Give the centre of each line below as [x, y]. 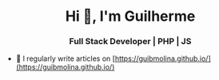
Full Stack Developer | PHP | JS [130, 42]
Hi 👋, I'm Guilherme [130, 16]
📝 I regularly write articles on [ [66, 58]
